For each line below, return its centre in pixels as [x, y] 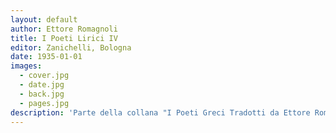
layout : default [44, 19]
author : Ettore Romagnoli [64, 29]
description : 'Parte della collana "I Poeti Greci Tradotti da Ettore [160, 112]
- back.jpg [42, 94]
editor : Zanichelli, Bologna [71, 47]
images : [26, 66]
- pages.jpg [44, 103]
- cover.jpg [44, 76]
